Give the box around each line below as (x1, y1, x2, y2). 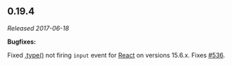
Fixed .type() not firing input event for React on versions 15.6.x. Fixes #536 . (7, 51, 226, 59)
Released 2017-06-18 (7, 24, 69, 32)
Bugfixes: (7, 38, 36, 46)
